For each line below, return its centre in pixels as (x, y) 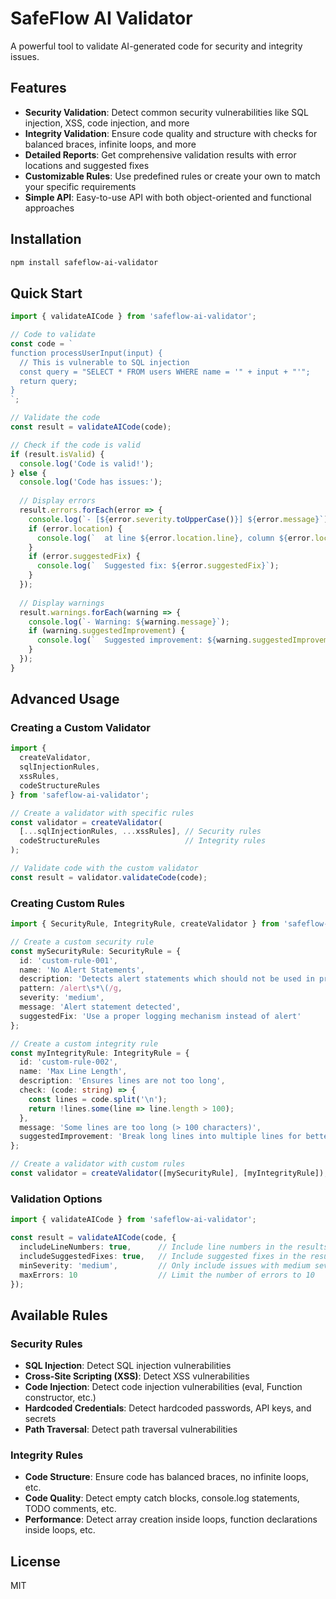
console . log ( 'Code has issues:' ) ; (91, 482)
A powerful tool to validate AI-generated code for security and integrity (156, 46)
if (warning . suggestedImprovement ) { (107, 631)
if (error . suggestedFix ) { (84, 557)
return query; (48, 381)
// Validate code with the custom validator (104, 868)
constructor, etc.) (60, 1398)
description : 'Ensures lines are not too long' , (122, 1081)
